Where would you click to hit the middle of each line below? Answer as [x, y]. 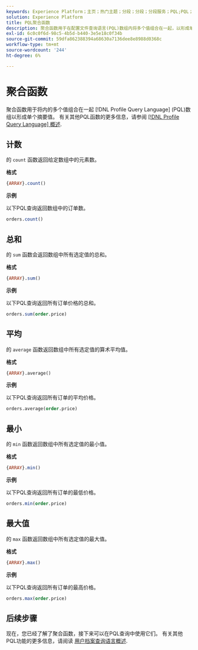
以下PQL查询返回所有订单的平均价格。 [52, 398]
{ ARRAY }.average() [29, 373]
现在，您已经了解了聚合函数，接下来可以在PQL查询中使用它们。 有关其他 [95, 633]
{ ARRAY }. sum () [24, 278]
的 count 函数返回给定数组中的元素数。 [53, 160]
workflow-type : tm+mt [33, 45]
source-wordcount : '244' [37, 50]
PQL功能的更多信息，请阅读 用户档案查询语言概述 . [67, 641]
